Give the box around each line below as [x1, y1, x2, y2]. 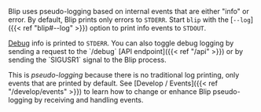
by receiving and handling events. [34, 96, 144, 104]
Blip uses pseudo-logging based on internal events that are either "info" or [8, 7, 249, 16]
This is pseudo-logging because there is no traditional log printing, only [8, 70, 240, 79]
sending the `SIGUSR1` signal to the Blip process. [8, 55, 167, 64]
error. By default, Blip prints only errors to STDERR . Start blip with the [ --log [8, 15, 252, 24]
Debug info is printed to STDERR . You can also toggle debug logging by [8, 38, 234, 48]
